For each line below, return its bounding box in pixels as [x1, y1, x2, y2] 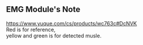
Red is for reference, [6, 26, 56, 33]
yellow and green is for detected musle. [6, 32, 101, 39]
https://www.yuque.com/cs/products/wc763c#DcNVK [6, 20, 137, 27]
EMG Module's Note [6, 5, 81, 14]
